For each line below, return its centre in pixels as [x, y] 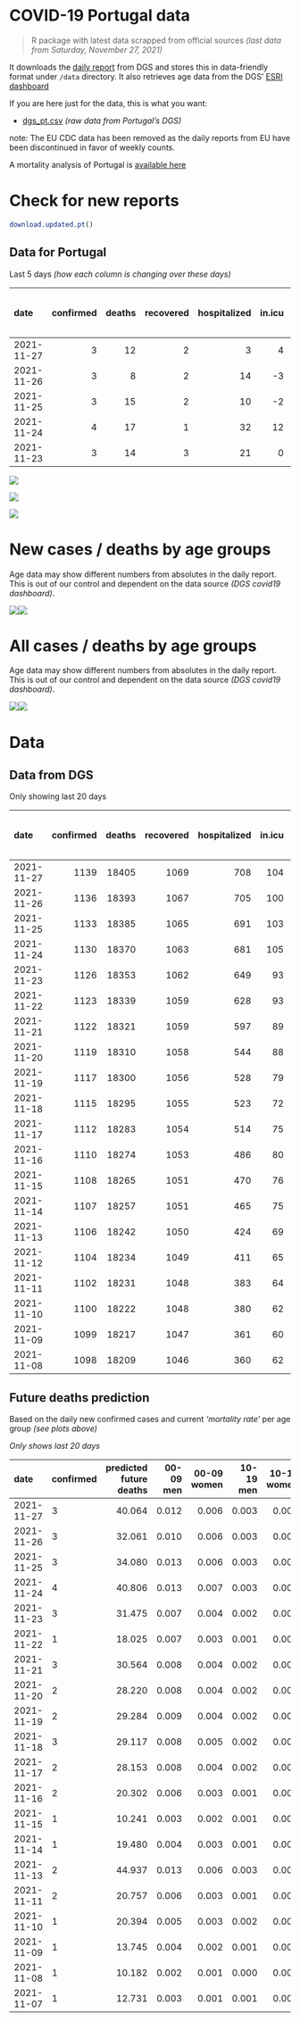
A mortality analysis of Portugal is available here [98, 164]
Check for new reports [94, 201]
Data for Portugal [58, 252]
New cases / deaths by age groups [140, 549]
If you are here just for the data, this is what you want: [108, 103]
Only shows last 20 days [55, 1446]
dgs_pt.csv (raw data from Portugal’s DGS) [102, 121]
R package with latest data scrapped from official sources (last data [156, 40]
